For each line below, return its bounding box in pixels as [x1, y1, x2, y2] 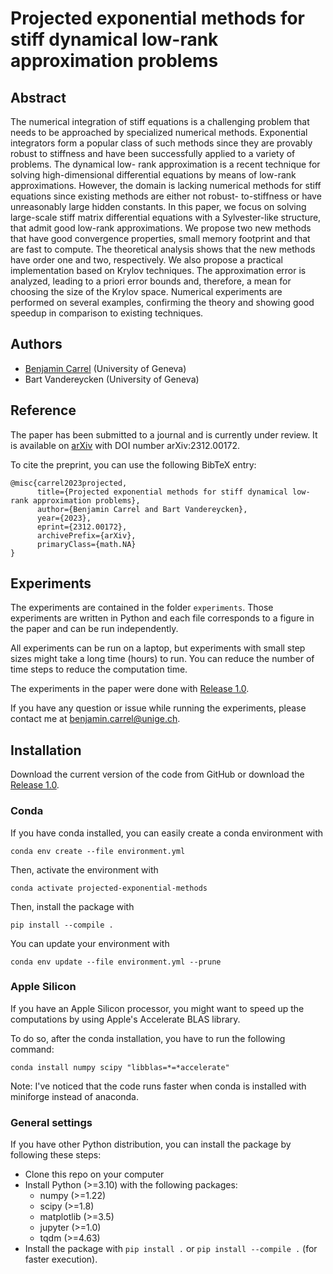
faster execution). [24, 1253, 98, 1266]
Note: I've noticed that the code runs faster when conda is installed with [10, 1080, 307, 1092]
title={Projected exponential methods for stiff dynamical [36, 487, 288, 497]
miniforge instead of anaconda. [10, 1090, 140, 1102]
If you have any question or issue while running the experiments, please [10, 702, 307, 714]
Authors [10, 336, 63, 353]
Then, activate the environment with [10, 863, 159, 876]
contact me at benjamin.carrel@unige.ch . [10, 713, 181, 725]
